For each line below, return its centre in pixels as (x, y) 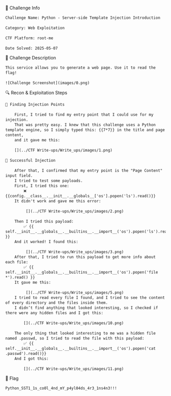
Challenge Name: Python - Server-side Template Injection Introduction (83, 18)
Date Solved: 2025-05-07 (32, 48)
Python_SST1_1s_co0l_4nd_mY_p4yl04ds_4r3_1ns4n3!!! (61, 388)
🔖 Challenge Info (23, 8)
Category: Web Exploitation (35, 28)
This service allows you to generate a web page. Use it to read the (81, 68)
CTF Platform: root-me (29, 38)
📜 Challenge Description (31, 58)
